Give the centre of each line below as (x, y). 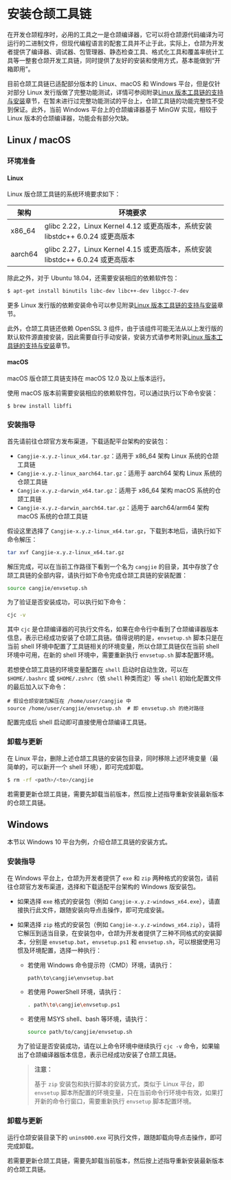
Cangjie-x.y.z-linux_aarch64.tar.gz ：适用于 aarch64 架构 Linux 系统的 (119, 473)
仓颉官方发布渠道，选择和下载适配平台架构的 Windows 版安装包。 (106, 886)
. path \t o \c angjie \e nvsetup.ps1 (74, 1005)
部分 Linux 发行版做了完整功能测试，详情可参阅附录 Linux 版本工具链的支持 (118, 92)
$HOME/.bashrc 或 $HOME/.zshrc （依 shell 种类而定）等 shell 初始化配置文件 (114, 678)
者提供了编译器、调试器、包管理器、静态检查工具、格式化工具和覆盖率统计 (112, 52)
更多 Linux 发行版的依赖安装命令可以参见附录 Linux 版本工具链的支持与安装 (112, 305)
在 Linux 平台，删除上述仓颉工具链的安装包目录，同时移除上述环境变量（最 (113, 758)
